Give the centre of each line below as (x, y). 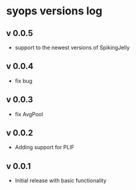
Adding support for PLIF (45, 147)
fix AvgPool (29, 114)
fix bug (24, 81)
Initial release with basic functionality (61, 180)
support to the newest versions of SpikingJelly (72, 47)
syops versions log (55, 11)
